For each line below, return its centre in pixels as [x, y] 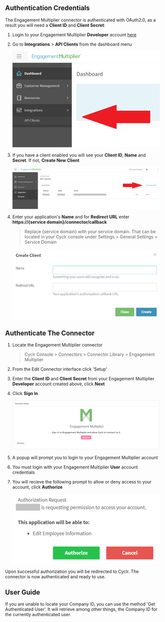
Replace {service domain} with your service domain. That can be [90, 232]
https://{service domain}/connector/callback [59, 222]
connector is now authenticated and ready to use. [55, 577]
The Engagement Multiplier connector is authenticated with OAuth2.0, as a [81, 20]
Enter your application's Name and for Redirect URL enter [71, 217]
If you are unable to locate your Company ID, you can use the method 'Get [80, 604]
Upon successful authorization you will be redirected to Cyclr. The [72, 571]
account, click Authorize [37, 487]
